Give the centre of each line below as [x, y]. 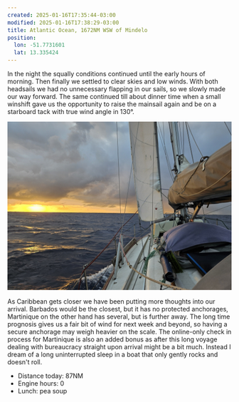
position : [22, 38]
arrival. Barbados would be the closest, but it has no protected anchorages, [118, 309]
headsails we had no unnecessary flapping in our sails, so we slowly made [117, 89]
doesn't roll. [25, 362]
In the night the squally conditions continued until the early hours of [106, 74]
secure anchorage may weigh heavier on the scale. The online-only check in [119, 332]
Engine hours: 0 [41, 383]
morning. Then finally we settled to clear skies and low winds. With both [113, 81]
